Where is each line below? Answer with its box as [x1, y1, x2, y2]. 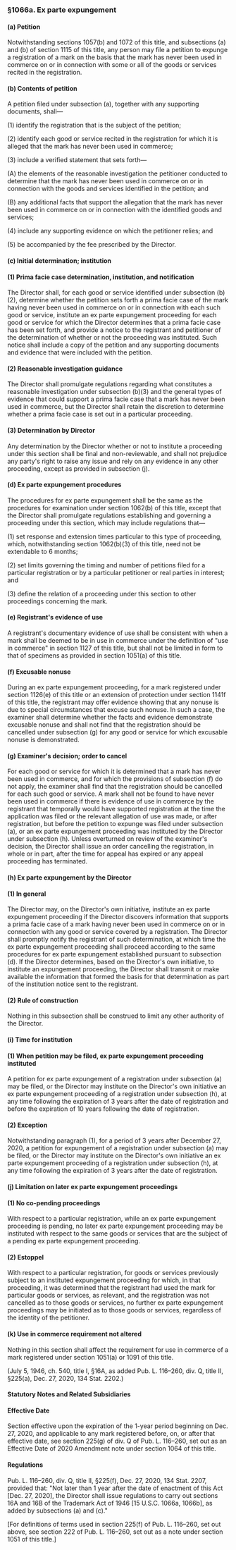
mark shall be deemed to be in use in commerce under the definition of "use [7, 636, 229, 644]
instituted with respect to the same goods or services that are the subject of [7, 1229, 228, 1238]
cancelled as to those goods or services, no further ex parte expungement [7, 1298, 223, 1307]
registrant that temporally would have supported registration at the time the [7, 805, 225, 813]
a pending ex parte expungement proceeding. [7, 1237, 141, 1245]
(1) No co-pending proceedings [7, 1198, 101, 1207]
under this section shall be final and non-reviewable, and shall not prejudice [7, 449, 228, 457]
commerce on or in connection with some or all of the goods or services [7, 61, 217, 69]
